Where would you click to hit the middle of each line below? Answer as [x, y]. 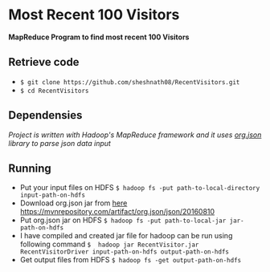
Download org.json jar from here [74, 203]
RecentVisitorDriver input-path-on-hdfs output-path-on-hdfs [125, 252]
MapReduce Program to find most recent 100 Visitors [99, 37]
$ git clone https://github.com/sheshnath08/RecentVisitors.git [130, 82]
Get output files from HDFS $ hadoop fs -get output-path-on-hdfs [131, 260]
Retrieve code [44, 62]
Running [30, 168]
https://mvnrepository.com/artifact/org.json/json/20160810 [117, 212]
